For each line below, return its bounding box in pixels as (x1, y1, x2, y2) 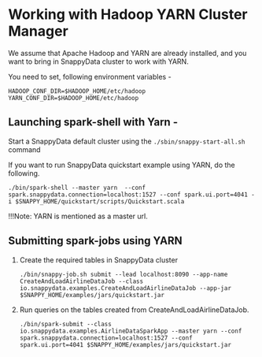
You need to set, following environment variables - (8, 72, 172, 81)
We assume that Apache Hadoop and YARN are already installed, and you (8, 48, 247, 58)
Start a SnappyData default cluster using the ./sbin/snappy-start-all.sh (8, 136, 245, 146)
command (8, 144, 41, 154)
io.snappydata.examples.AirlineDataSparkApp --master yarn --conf (19, 327, 242, 335)
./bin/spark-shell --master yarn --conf (8, 184, 146, 192)
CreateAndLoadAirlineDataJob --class (19, 277, 144, 285)
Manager (8, 22, 68, 40)
